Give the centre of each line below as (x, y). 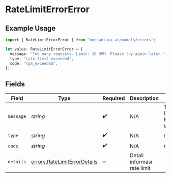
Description (144, 98)
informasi (141, 162)
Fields (15, 84)
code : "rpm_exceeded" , (34, 63)
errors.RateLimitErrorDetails (64, 162)
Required (114, 98)
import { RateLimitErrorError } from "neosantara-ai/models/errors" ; (81, 40)
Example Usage (31, 28)
